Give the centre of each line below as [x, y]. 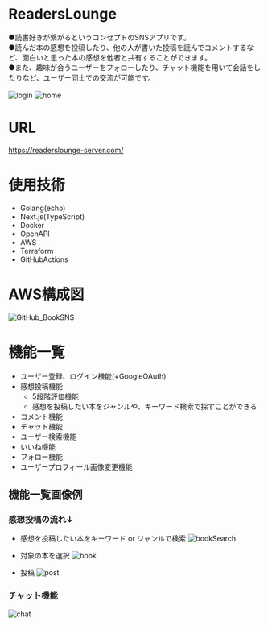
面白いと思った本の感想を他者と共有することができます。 [117, 57]
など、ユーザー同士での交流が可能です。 [89, 77]
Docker [32, 225]
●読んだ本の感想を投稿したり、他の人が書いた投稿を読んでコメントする [128, 47]
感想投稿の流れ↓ [41, 519]
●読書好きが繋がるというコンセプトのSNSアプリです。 [99, 37]
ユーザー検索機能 [48, 437]
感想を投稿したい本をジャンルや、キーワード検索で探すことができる [144, 406]
